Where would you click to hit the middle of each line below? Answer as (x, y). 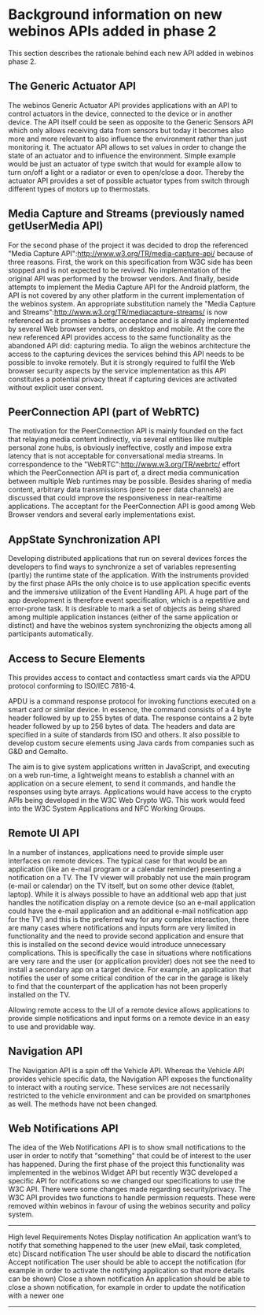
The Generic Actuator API (72, 86)
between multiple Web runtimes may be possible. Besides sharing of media (130, 481)
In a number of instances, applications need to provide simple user (116, 852)
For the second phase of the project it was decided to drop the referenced (128, 245)
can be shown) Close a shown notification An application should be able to (129, 1279)
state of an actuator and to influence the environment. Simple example (122, 155)
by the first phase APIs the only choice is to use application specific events (130, 584)
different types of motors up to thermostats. (79, 189)
